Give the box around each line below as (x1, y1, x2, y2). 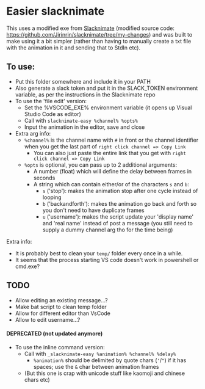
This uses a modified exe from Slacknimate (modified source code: (6, 24, 175, 32)
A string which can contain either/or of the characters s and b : (33, 180, 189, 187)
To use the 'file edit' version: (15, 97, 87, 104)
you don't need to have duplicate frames (42, 206, 145, 214)
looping (42, 194, 62, 201)
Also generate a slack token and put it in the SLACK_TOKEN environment (15, 84, 198, 92)
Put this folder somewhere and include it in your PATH (15, 78, 151, 85)
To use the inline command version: (15, 343, 105, 351)
